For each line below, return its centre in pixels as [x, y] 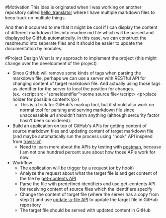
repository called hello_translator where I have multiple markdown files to [80, 12]
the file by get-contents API [48, 179]
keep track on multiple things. [36, 18]
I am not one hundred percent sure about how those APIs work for [87, 152]
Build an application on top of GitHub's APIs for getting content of [80, 126]
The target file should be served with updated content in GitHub [85, 210]
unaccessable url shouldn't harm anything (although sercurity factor [90, 115]
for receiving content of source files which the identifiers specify [86, 189]
